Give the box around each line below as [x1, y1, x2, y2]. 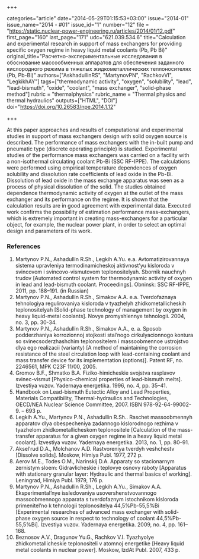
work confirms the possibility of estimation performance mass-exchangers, [7, 209, 191, 215]
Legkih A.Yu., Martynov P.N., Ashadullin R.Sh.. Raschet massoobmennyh [15, 414, 193, 421]
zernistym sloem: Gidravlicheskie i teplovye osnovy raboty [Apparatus [15, 464, 187, 472]
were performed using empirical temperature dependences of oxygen [7, 164, 177, 171]
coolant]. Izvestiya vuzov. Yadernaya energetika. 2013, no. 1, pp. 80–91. [15, 439, 190, 446]
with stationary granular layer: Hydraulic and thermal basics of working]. [15, 470, 192, 478]
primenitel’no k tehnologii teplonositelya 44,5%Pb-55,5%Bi [15, 502, 159, 509]
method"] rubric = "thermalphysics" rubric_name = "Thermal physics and [7, 90, 186, 98]
